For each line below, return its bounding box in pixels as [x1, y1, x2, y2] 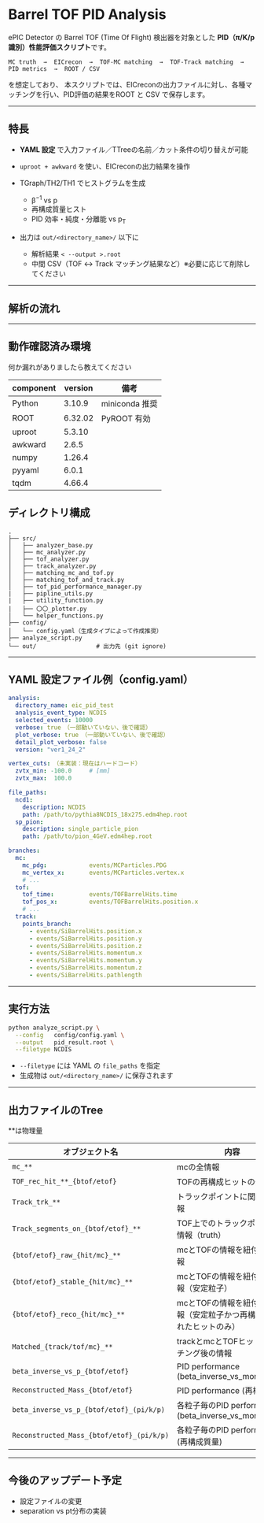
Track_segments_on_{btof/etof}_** [12, 1225, 141, 1233]
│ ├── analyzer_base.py [8, 541, 93, 549]
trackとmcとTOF [176, 1336, 239, 1347]
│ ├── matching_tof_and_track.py [8, 576, 125, 584]
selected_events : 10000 [15, 717, 93, 724]
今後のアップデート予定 [8, 1474, 122, 1488]
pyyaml [12, 465, 39, 476]
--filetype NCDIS [15, 1046, 72, 1054]
